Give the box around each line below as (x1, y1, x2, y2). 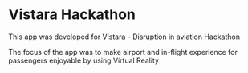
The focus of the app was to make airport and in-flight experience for (8, 47, 238, 56)
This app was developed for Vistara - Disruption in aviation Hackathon (8, 32, 241, 41)
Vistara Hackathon (8, 6, 136, 24)
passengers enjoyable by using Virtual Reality (8, 56, 159, 65)
